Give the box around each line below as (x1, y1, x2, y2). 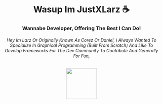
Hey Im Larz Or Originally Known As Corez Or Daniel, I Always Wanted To (6, 37, 157, 43)
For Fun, (73, 53, 90, 59)
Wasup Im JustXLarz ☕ (33, 4, 130, 15)
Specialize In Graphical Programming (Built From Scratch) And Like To (10, 42, 153, 48)
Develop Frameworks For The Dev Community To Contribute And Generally (5, 47, 158, 53)
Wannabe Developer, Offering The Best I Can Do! (22, 25, 141, 32)
